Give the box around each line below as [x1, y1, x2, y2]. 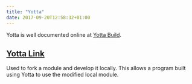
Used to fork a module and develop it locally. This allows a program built [6, 65, 186, 72]
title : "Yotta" [6, 8, 45, 15]
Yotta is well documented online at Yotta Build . [6, 31, 122, 38]
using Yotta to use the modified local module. [6, 71, 119, 79]
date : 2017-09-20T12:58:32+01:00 [6, 15, 91, 21]
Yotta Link [6, 48, 45, 59]
